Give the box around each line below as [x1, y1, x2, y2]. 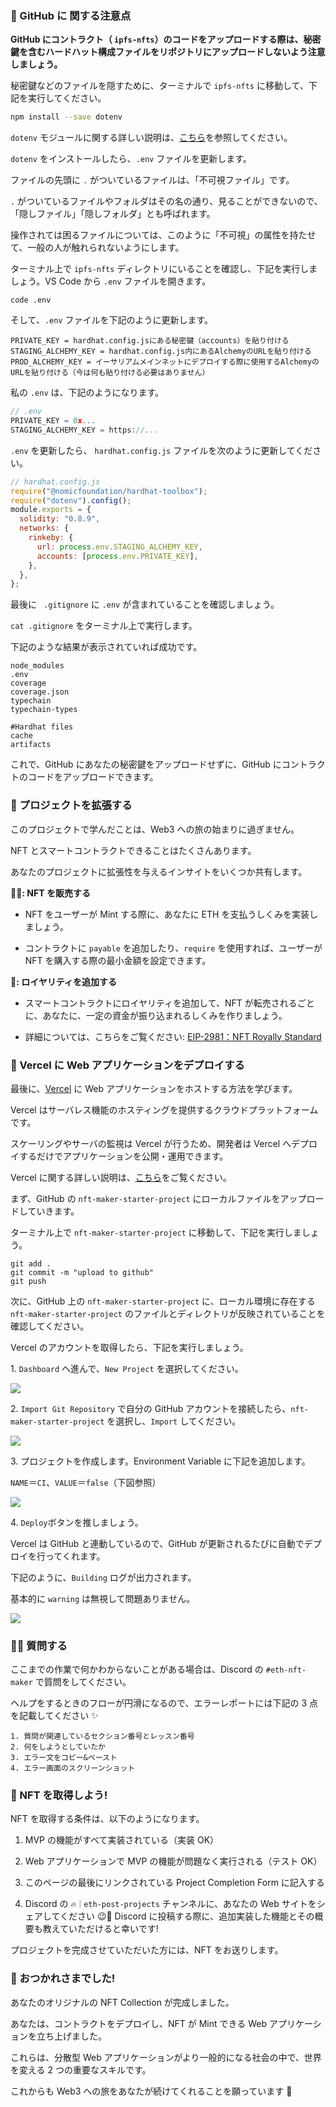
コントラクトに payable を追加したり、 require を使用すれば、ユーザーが [24, 942, 323, 954]
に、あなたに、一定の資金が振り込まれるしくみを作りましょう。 [24, 1009, 288, 1021]
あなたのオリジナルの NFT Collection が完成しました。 [10, 1996, 235, 2008]
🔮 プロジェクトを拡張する [10, 798, 133, 812]
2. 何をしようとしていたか [10, 1742, 106, 1752]
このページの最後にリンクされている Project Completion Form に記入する [24, 1877, 325, 1889]
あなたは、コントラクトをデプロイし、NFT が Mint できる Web [10, 2017, 268, 2029]
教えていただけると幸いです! [42, 1923, 159, 1935]
